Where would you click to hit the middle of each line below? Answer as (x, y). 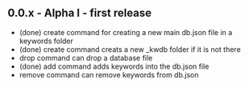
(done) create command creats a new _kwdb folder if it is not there (130, 49)
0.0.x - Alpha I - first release (80, 13)
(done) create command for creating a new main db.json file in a (126, 32)
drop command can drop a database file (86, 57)
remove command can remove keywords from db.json (109, 74)
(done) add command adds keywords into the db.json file (114, 66)
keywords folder (46, 41)
